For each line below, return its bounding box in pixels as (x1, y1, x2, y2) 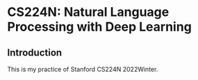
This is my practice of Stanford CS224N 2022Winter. (7, 65, 158, 73)
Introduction (7, 47, 63, 58)
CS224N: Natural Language (7, 4, 170, 20)
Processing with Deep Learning (7, 19, 192, 35)
